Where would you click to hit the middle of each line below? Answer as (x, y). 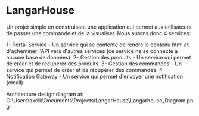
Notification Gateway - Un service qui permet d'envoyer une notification (95, 76)
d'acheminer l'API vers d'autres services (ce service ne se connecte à (92, 51)
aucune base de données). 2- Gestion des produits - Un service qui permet (99, 57)
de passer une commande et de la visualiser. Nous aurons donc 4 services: (99, 33)
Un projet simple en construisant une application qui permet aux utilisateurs (99, 27)
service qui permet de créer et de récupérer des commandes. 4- (85, 70)
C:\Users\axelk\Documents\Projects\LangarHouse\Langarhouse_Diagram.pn (100, 100)
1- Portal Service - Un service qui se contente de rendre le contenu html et (98, 45)
